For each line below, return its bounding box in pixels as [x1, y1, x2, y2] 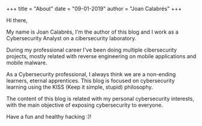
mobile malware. [6, 59, 48, 66]
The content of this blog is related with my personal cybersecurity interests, [6, 95, 195, 102]
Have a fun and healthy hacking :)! [6, 113, 92, 120]
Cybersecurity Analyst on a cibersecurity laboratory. [6, 35, 137, 41]
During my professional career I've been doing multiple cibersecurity [6, 46, 177, 53]
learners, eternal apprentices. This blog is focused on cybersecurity [6, 77, 175, 84]
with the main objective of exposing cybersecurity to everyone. [6, 101, 163, 109]
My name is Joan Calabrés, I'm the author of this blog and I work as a [6, 28, 179, 35]
